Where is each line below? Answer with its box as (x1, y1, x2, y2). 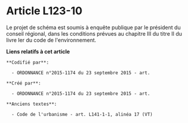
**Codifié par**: (6, 59, 49, 65)
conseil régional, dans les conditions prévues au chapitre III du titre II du (6, 30, 183, 37)
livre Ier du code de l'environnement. (6, 36, 96, 43)
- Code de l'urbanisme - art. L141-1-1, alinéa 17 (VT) (11, 111, 153, 117)
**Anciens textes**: (6, 101, 58, 107)
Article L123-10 (6, 4, 83, 18)
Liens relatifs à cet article (6, 48, 70, 55)
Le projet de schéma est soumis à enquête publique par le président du (6, 24, 181, 31)
